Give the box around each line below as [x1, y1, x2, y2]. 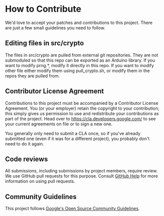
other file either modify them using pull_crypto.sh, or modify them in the [5, 68, 150, 73]
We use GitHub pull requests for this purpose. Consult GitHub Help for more [5, 173, 158, 179]
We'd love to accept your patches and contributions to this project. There [5, 20, 153, 25]
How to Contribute [5, 3, 82, 15]
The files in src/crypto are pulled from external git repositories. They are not [5, 52, 158, 58]
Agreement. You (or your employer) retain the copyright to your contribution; [5, 105, 160, 111]
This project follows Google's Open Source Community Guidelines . [5, 206, 140, 212]
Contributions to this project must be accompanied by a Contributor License [5, 100, 159, 106]
